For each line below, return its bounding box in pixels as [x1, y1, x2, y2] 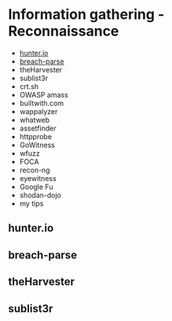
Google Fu [19, 182, 53, 191]
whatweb [19, 115, 50, 124]
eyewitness [19, 173, 57, 183]
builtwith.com [19, 98, 64, 108]
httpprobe [19, 131, 53, 141]
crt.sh [19, 81, 39, 91]
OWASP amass [19, 90, 68, 99]
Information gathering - [8, 6, 165, 24]
